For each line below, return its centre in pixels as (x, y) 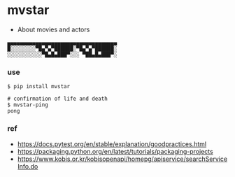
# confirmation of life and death (58, 99)
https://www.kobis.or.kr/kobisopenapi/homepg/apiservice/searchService (122, 159)
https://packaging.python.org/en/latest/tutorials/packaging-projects (115, 151)
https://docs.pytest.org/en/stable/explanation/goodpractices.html (112, 144)
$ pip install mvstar (39, 87)
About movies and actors (54, 29)
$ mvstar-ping (28, 105)
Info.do (28, 166)
